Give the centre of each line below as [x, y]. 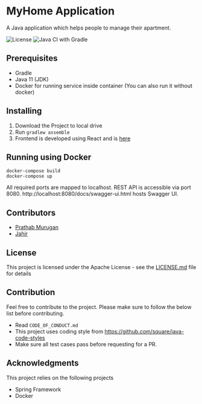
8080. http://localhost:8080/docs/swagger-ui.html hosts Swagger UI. [93, 194]
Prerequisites [32, 58]
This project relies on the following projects [60, 378]
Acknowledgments [43, 363]
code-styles [30, 338]
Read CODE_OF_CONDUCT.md [46, 325]
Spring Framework [38, 389]
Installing [24, 111]
